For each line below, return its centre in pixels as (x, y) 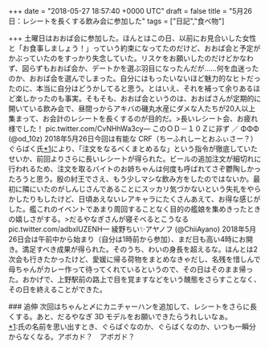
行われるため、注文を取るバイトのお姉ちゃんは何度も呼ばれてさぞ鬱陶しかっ (134, 169)
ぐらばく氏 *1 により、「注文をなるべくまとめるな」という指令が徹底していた (133, 149)
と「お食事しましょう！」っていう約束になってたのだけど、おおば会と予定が (134, 48)
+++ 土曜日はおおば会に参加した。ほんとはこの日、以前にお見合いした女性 (132, 38)
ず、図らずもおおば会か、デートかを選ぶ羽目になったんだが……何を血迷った (134, 68)
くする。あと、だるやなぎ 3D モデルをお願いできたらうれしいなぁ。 (120, 316)
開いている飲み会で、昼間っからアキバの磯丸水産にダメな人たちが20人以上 (132, 109)
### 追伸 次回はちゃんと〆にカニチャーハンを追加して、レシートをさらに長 (132, 306)
